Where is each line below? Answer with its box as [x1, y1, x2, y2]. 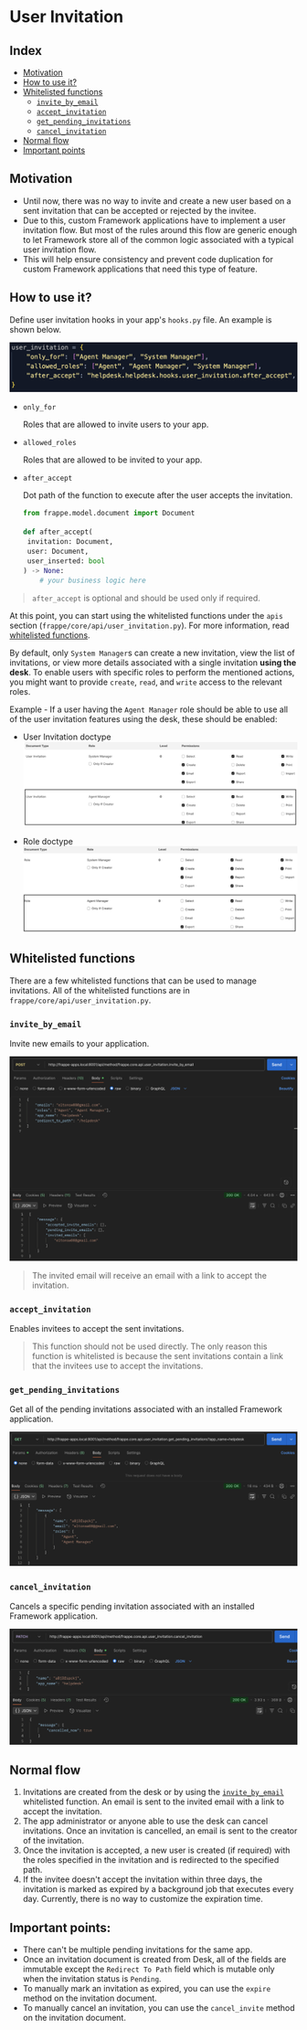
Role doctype [22, 836, 73, 847]
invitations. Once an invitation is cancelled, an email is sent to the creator [22, 1825, 298, 1836]
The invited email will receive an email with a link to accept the [31, 1270, 268, 1281]
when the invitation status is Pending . [22, 1973, 162, 1984]
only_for [22, 402, 57, 412]
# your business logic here [39, 576, 146, 585]
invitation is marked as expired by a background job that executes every [22, 1884, 294, 1895]
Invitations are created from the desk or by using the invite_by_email [22, 1787, 285, 1798]
